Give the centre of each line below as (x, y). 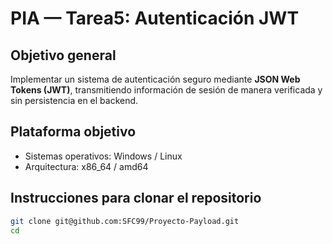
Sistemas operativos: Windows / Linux (103, 156)
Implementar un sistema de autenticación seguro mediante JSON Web (155, 79)
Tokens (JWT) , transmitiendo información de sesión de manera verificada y (166, 90)
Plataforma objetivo (73, 132)
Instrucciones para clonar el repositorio (136, 198)
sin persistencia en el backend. (74, 100)
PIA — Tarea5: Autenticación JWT (155, 18)
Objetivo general (63, 55)
